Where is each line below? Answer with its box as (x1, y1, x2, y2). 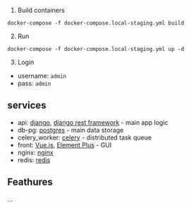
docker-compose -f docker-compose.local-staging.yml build (7, 20, 185, 27)
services (7, 99, 47, 111)
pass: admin (17, 79, 51, 87)
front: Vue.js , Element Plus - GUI (17, 140, 112, 149)
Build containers (17, 6, 66, 14)
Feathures (7, 176, 53, 188)
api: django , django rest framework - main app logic (17, 118, 168, 126)
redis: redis (17, 155, 51, 164)
